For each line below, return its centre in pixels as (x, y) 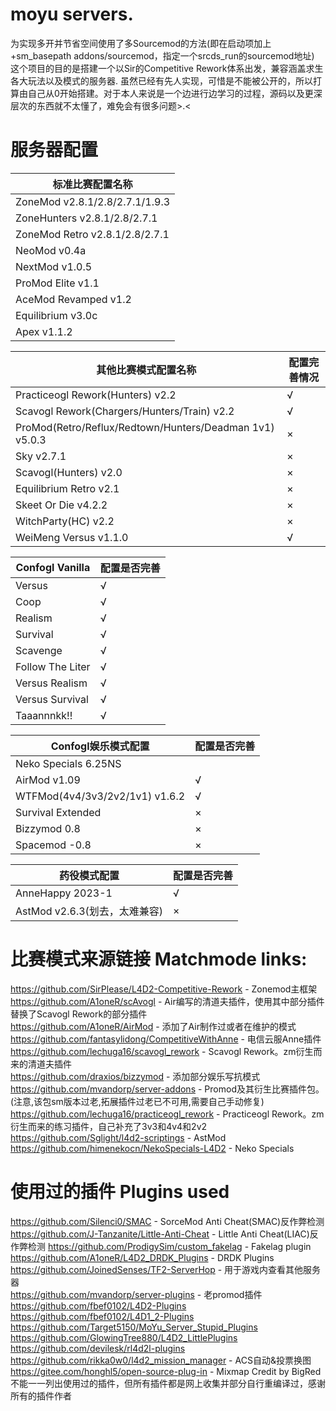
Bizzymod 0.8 (48, 828)
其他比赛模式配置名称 (146, 370)
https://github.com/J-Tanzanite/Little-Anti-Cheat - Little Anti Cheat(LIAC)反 (164, 1234)
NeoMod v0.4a (51, 250)
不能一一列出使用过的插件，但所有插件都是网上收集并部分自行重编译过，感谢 (168, 1383)
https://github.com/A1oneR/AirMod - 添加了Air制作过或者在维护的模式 (153, 1026)
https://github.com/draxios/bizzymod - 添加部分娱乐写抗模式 (135, 1076)
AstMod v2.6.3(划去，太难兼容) (89, 911)
